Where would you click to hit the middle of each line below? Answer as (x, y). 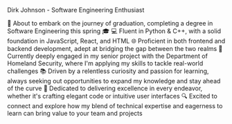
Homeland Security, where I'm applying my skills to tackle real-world (105, 63)
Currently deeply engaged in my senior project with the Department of (107, 56)
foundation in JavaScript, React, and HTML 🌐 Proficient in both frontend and (116, 41)
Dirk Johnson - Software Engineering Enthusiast (76, 10)
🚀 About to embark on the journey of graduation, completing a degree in (110, 23)
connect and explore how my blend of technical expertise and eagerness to (115, 106)
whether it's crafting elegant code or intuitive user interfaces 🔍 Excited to (113, 96)
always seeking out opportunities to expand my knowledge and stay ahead (114, 81)
